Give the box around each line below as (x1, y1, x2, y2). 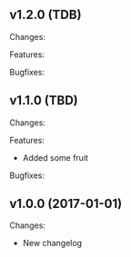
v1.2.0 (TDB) (9, 7, 82, 23)
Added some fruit (22, 152, 89, 163)
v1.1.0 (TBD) (9, 93, 79, 108)
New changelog (22, 238, 83, 249)
